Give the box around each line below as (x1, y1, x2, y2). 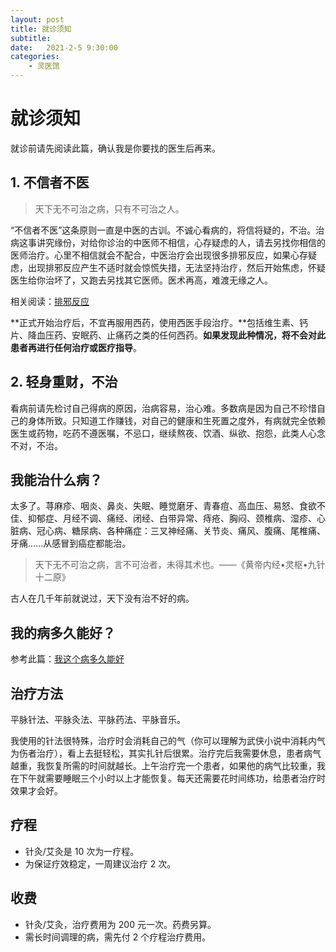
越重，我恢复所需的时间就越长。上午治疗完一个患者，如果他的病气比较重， (10, 760, 317, 771)
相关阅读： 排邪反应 (10, 295, 90, 307)
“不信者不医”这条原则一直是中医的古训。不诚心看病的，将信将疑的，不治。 (10, 224, 317, 236)
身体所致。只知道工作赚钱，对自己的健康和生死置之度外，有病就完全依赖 (27, 414, 326, 426)
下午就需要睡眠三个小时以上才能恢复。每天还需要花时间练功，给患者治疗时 (18, 772, 326, 784)
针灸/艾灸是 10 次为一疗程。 (24, 845, 140, 857)
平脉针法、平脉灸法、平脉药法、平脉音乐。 (10, 714, 186, 725)
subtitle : (10, 33, 52, 43)
